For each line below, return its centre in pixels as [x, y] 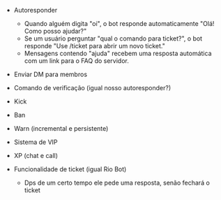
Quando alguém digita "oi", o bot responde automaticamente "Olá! [119, 23]
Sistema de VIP [36, 142]
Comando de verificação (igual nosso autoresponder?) [92, 88]
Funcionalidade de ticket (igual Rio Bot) [70, 169]
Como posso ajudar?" [55, 31]
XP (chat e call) [36, 156]
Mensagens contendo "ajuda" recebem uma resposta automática [118, 53]
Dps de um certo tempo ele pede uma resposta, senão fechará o [117, 183]
